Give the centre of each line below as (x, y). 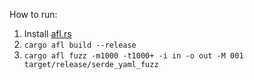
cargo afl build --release (80, 45)
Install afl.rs (47, 33)
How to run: (33, 14)
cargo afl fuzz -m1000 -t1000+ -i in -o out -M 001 (133, 56)
